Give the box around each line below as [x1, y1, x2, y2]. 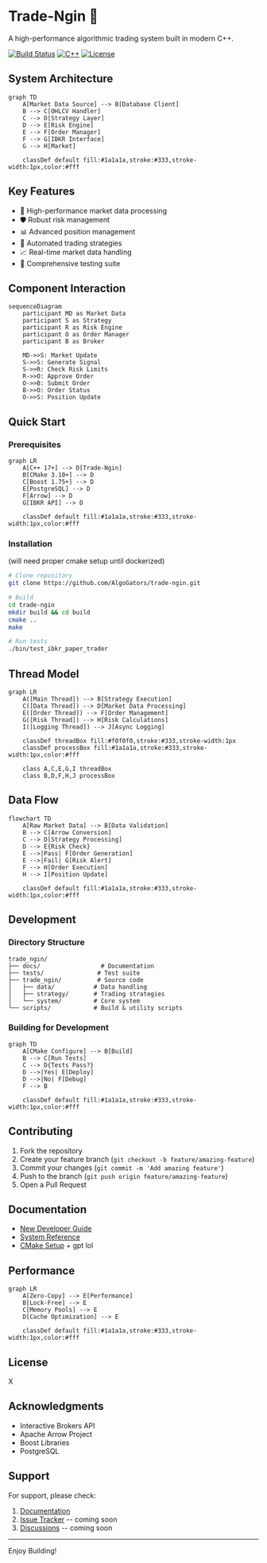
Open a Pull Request [19, 1180, 87, 1189]
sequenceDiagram [8, 303, 62, 311]
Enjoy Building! [8, 1545, 57, 1555]
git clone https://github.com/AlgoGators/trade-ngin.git [8, 579, 201, 587]
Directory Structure [8, 937, 85, 948]
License [8, 1355, 48, 1369]
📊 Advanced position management [19, 226, 136, 236]
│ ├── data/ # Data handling [8, 983, 148, 991]
